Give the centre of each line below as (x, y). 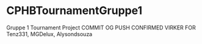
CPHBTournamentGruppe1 (74, 11)
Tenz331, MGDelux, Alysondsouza (49, 34)
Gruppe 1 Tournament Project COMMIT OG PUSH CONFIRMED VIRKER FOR (101, 28)
